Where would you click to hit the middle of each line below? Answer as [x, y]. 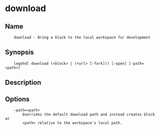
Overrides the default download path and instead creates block [89, 114]
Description [23, 83]
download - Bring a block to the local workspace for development [82, 37]
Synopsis [19, 52]
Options [17, 99]
